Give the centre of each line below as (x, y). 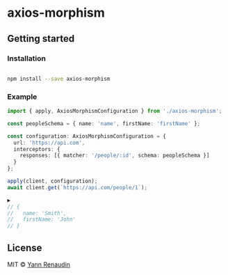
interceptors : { (37, 149)
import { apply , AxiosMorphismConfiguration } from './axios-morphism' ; (115, 111)
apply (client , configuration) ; (52, 181)
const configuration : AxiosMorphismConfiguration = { (87, 136)
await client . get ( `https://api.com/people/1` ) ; (78, 187)
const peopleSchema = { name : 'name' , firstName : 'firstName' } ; (104, 123)
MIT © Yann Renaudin (39, 264)
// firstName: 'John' (42, 220)
